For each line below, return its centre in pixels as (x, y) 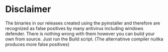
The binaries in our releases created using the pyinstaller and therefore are (83, 23)
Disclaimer (28, 9)
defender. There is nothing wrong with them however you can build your (80, 33)
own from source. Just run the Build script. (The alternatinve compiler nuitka (84, 39)
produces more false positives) (37, 44)
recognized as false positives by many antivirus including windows (74, 28)
